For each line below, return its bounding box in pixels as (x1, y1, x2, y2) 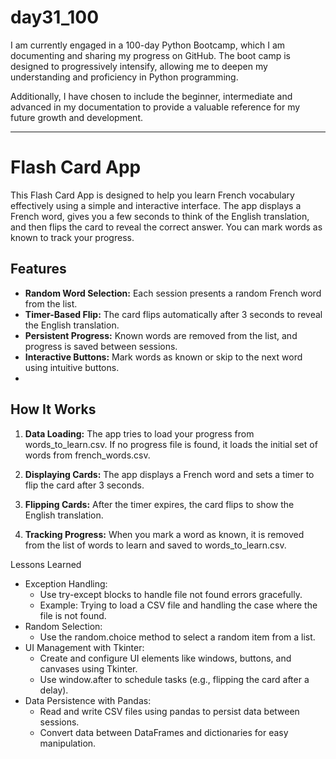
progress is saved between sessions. (24, 340, 178, 352)
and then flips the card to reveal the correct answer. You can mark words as (10, 221, 323, 233)
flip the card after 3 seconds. (24, 479, 145, 491)
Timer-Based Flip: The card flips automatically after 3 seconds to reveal (24, 308, 323, 320)
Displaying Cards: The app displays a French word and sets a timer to (24, 468, 315, 480)
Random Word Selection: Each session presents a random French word (24, 287, 322, 299)
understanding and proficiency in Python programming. (10, 71, 239, 83)
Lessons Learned (10, 558, 82, 570)
